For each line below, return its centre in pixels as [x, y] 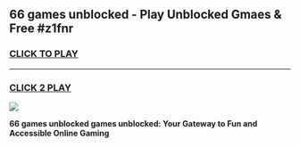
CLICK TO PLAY [44, 54]
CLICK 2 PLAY [40, 87]
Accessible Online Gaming [59, 133]
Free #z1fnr [42, 29]
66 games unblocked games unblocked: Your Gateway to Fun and [133, 123]
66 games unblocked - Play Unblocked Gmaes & [146, 15]
